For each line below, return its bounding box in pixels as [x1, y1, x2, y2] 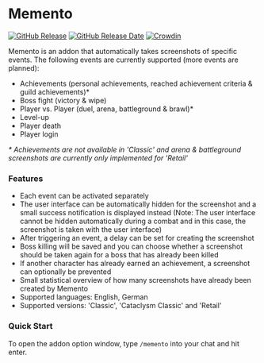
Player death [19, 121, 62, 130]
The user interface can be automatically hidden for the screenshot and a [19, 199, 257, 209]
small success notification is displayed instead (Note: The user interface [19, 208, 256, 218]
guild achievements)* [19, 87, 90, 96]
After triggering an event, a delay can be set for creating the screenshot [19, 234, 255, 243]
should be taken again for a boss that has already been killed [19, 250, 220, 260]
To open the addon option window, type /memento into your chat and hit [8, 338, 240, 348]
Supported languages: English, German [19, 292, 148, 302]
